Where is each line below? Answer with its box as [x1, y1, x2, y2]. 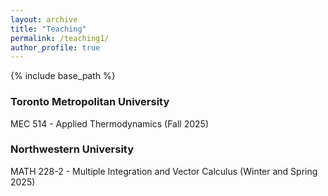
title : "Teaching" [10, 24, 87, 34]
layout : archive [10, 14, 78, 25]
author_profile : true [10, 42, 101, 53]
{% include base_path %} [10, 70, 116, 82]
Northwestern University [10, 142, 135, 156]
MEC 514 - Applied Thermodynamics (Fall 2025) [10, 117, 210, 130]
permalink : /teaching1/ [10, 33, 110, 43]
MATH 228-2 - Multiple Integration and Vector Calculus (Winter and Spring [10, 165, 318, 177]
